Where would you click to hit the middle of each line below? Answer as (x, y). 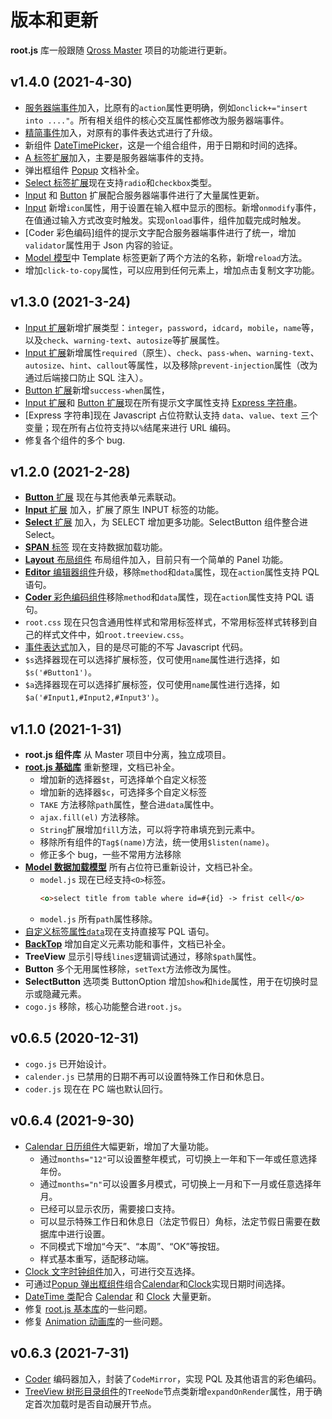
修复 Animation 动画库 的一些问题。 (96, 1321)
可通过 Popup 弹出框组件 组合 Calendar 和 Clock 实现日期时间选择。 (157, 1283)
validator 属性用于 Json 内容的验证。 (101, 245)
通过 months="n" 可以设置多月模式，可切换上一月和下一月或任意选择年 (180, 1183)
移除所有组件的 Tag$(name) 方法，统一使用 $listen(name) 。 (157, 842)
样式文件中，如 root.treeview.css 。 (116, 635)
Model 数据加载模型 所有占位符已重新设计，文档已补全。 (141, 867)
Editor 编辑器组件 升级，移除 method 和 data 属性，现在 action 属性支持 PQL (172, 572)
